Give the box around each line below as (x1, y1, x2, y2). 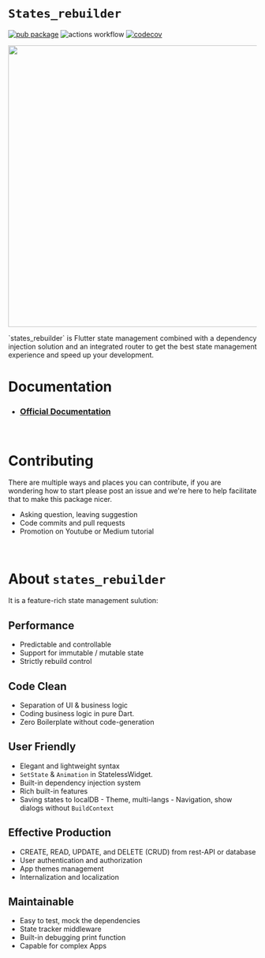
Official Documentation (19, 406, 111, 417)
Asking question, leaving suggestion (19, 510, 138, 519)
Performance (8, 619, 75, 632)
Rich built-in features (19, 786, 88, 796)
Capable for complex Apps (19, 941, 107, 951)
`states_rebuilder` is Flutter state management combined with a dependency (8, 333, 257, 342)
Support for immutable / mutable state (19, 648, 144, 658)
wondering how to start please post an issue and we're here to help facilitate (8, 486, 257, 496)
